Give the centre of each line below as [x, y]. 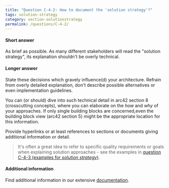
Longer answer [22, 68]
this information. [22, 121]
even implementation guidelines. [39, 90]
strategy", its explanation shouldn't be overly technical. [62, 57]
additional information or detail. [38, 136]
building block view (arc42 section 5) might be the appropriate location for [83, 116]
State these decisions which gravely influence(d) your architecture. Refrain [83, 79]
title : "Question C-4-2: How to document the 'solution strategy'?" [79, 10]
